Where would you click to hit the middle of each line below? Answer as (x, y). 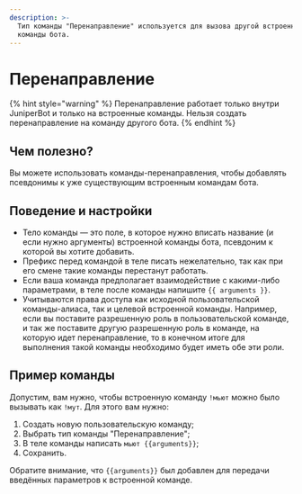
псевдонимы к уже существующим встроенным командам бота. (134, 183)
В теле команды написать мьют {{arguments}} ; (111, 443)
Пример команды (62, 376)
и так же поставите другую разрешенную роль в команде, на (141, 328)
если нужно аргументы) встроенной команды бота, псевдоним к (148, 242)
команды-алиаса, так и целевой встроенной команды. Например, (150, 309)
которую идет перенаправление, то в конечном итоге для (133, 337)
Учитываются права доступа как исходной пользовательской (141, 299)
